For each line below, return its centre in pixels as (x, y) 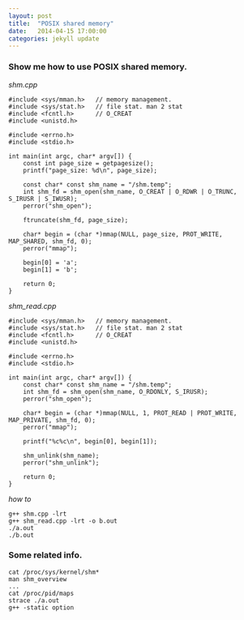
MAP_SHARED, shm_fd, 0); (50, 241)
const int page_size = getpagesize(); (88, 163)
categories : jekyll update (54, 38)
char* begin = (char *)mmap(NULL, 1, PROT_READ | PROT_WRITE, (130, 413)
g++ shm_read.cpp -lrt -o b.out (63, 521)
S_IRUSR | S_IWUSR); (43, 199)
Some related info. (45, 555)
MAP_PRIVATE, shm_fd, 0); (52, 420)
